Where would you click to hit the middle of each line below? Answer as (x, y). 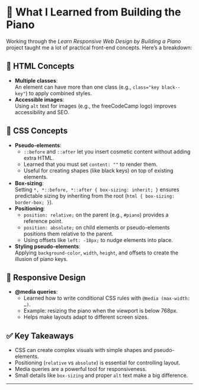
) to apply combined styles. (59, 93)
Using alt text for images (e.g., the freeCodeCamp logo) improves (95, 106)
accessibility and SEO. (42, 112)
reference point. (43, 221)
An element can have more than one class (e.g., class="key (87, 87)
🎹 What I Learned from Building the (94, 12)
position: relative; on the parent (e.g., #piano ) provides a (96, 215)
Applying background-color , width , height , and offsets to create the (97, 253)
